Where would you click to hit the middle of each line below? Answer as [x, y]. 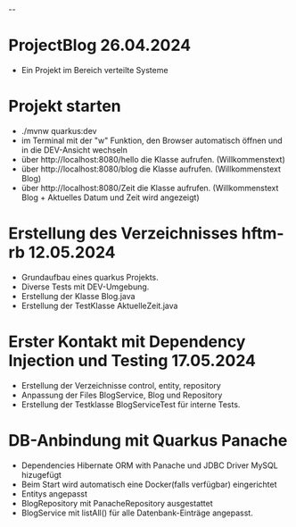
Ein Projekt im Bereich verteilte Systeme [95, 70]
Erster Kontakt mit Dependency [127, 342]
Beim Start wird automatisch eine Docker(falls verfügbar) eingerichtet [149, 484]
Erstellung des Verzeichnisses [123, 234]
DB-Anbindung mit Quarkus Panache [148, 440]
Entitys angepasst [54, 494]
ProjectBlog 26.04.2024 [100, 46]
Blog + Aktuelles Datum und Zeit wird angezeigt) [110, 197]
